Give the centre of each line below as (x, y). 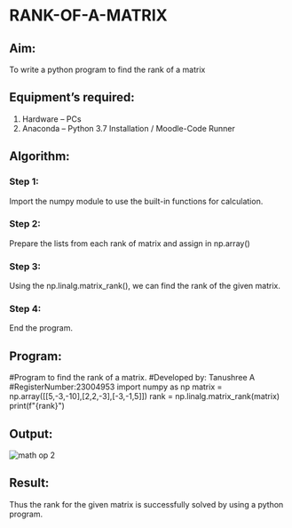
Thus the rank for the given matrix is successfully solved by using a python (146, 504)
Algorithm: (39, 156)
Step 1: (24, 181)
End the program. (41, 328)
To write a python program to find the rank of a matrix (107, 69)
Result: (29, 483)
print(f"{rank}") (37, 406)
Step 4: (25, 309)
